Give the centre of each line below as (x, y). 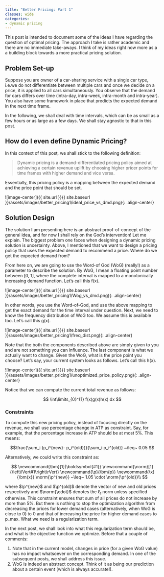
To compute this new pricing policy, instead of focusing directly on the (76, 422)
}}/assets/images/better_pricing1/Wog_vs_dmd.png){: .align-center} (73, 295)
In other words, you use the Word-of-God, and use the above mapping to (79, 305)
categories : (17, 19)
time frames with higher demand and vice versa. (66, 173)
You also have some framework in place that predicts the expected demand (81, 101)
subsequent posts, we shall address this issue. (59, 558)
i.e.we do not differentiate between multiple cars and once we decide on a (80, 85)
